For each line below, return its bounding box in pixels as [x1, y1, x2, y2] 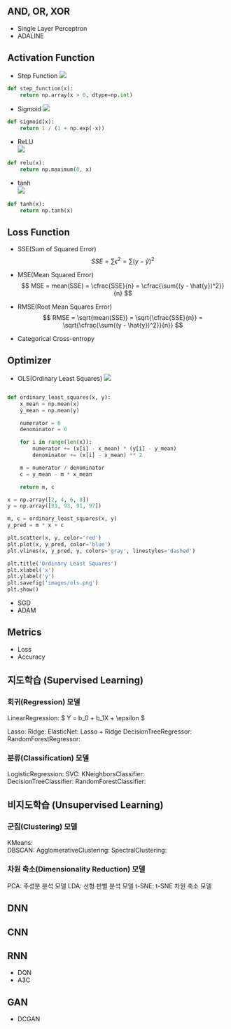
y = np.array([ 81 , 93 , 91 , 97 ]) [7, 503, 101, 510]
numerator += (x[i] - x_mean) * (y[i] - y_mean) [32, 445, 177, 452]
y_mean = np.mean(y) [20, 407, 80, 414]
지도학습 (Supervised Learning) [7, 675, 143, 687]
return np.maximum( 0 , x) [20, 166, 92, 173]
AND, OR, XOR [7, 6, 70, 17]
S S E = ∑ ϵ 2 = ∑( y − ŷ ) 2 [90, 255, 155, 265]
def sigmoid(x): [7, 118, 55, 125]
